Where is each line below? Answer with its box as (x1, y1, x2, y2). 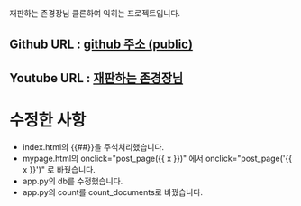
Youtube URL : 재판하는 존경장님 (9, 70, 184, 86)
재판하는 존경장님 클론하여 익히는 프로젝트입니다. (9, 8, 181, 18)
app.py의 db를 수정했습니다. (22, 175, 123, 186)
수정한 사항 (9, 109, 87, 130)
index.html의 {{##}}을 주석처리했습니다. (22, 141, 165, 152)
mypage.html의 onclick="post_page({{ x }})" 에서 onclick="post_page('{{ (22, 153, 293, 164)
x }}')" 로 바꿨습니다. (22, 164, 96, 174)
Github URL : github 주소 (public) (9, 37, 194, 52)
